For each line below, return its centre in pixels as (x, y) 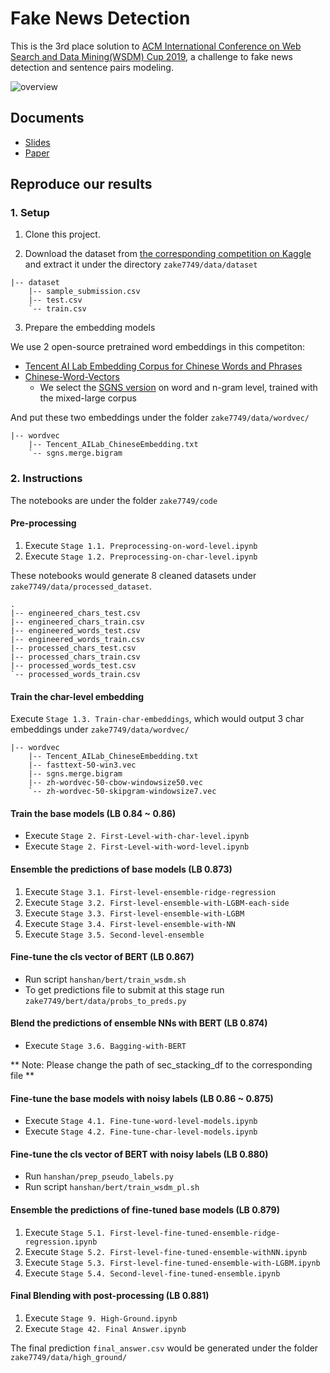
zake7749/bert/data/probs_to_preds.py (105, 1001)
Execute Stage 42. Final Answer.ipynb (105, 1328)
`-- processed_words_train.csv (75, 674)
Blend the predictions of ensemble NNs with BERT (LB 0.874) (139, 1023)
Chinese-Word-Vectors (72, 377)
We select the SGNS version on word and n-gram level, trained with (178, 388)
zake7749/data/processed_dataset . (81, 586)
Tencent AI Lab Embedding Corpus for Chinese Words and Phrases (163, 366)
